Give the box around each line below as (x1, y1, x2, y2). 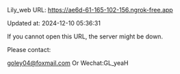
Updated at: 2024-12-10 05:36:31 (7, 19, 101, 27)
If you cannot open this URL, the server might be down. (7, 32, 163, 40)
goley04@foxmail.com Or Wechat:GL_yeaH (7, 59, 129, 67)
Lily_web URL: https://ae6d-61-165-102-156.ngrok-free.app (7, 6, 173, 14)
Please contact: (7, 46, 51, 53)
